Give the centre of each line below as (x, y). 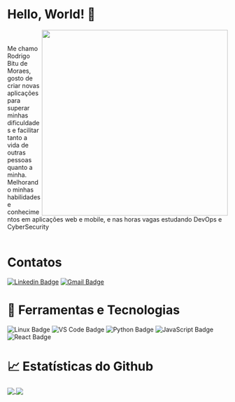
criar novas (23, 85)
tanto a (17, 137)
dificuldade (23, 122)
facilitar (28, 130)
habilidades (24, 197)
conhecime (23, 212)
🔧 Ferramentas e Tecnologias (94, 310)
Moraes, (19, 71)
